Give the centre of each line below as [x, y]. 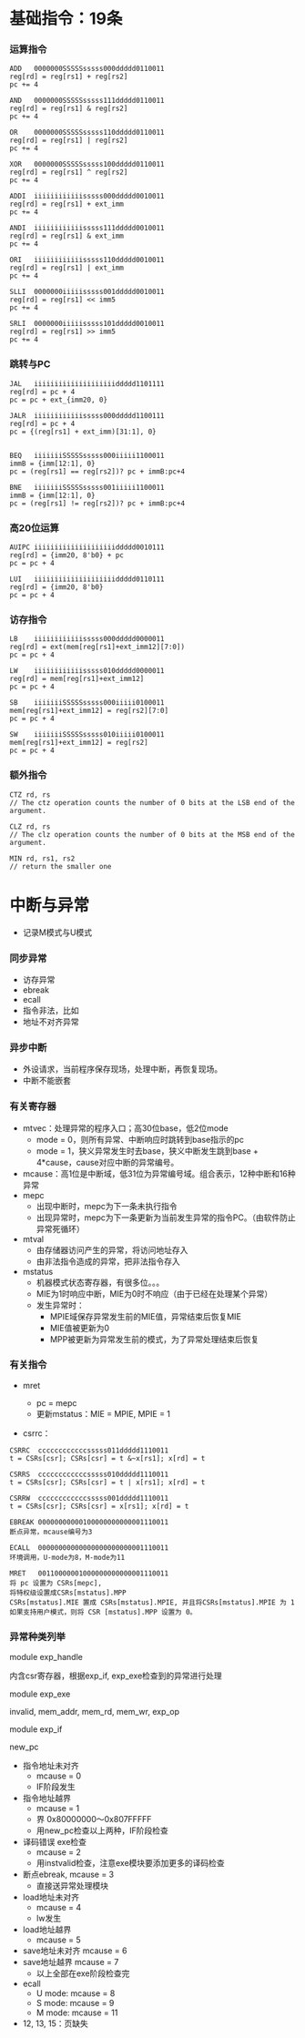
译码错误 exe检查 [55, 1842]
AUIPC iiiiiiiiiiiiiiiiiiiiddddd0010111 [87, 547]
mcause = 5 [59, 1940]
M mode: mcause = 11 [77, 2013]
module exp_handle [46, 1657]
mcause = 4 [59, 1908]
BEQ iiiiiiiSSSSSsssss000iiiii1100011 [87, 455]
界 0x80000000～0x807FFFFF [94, 1819]
